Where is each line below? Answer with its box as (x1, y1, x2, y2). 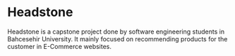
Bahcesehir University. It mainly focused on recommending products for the (7, 34, 228, 43)
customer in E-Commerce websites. (7, 42, 112, 50)
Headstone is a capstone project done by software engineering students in (7, 27, 224, 36)
